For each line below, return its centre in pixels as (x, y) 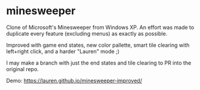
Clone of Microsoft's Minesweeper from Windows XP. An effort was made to (100, 27)
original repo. (22, 69)
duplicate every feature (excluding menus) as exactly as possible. (87, 33)
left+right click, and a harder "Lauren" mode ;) (63, 51)
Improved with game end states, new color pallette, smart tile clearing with (98, 45)
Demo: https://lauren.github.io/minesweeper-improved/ (74, 81)
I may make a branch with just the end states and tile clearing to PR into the (99, 63)
